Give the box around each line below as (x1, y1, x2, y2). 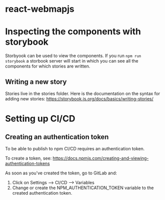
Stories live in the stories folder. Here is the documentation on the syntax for (5, 90, 161, 97)
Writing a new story (5, 77, 67, 86)
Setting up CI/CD (5, 113, 76, 124)
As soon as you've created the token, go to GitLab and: (5, 170, 117, 176)
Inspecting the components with (5, 26, 141, 37)
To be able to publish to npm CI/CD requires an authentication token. (5, 145, 145, 151)
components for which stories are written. (5, 63, 90, 69)
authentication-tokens (5, 160, 50, 166)
